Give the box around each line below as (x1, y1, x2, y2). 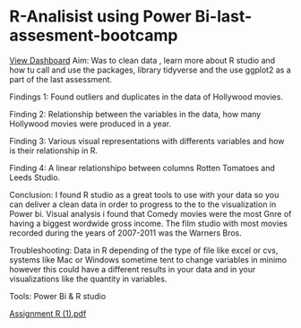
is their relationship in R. (9, 145, 99, 156)
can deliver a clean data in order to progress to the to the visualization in (9, 199, 277, 210)
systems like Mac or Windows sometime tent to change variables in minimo (9, 254, 288, 265)
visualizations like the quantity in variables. (9, 273, 168, 284)
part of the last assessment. (9, 73, 113, 84)
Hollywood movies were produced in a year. (9, 118, 172, 129)
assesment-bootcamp (9, 25, 178, 46)
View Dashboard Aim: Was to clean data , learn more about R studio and (9, 55, 276, 65)
